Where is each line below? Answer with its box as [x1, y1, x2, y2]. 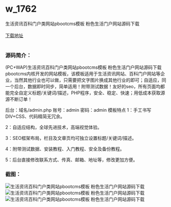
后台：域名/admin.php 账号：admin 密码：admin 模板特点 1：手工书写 [5, 107, 152, 113]
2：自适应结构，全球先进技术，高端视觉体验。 [5, 124, 102, 131]
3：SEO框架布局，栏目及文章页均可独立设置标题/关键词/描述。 [5, 135, 137, 141]
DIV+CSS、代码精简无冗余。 [5, 113, 65, 120]
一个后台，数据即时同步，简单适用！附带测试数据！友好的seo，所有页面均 [5, 84, 161, 90]
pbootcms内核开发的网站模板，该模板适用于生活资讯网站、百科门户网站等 [5, 71, 161, 77]
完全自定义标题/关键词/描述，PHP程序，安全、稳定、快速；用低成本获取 [9, 90, 161, 96]
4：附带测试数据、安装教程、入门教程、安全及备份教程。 [5, 146, 125, 152]
